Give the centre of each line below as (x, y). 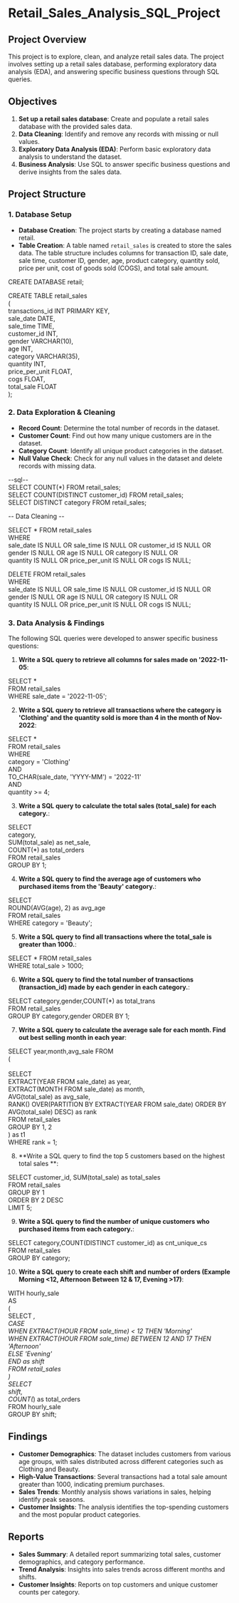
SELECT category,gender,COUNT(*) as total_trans (82, 1001)
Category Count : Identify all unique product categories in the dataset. (121, 450)
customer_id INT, (33, 334)
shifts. (27, 1577)
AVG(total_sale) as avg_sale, (49, 1097)
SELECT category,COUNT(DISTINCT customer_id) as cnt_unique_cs (108, 1243)
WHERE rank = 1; (33, 1143)
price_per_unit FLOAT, (41, 371)
